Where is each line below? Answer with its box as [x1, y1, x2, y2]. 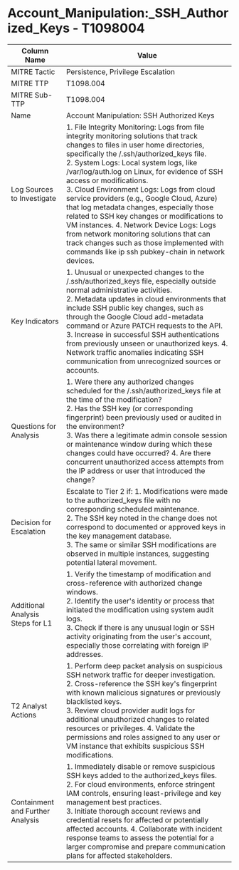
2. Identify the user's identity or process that [66, 596, 215, 606]
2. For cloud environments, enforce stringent [66, 779, 216, 789]
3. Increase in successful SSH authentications [66, 329, 220, 339]
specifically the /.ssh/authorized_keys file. [66, 148, 207, 158]
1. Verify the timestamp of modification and [66, 569, 211, 579]
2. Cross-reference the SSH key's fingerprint [66, 678, 217, 688]
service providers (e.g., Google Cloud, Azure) [66, 193, 218, 203]
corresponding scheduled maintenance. [66, 504, 200, 514]
